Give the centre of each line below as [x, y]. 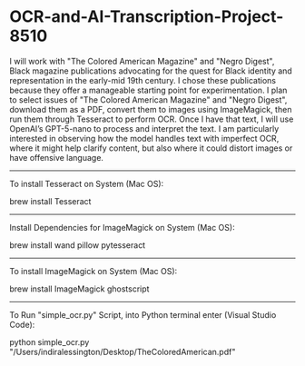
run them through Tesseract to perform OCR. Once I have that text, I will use [152, 119]
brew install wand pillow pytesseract [78, 245]
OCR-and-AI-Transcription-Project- [147, 17]
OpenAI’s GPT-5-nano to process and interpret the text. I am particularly [144, 128]
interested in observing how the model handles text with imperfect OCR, [144, 138]
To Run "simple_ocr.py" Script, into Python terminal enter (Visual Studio [143, 314]
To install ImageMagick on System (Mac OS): [93, 271]
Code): [22, 324]
